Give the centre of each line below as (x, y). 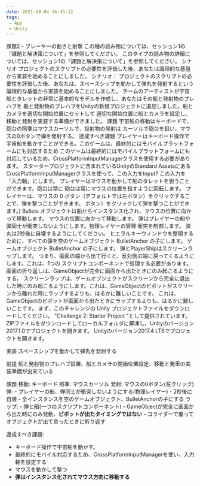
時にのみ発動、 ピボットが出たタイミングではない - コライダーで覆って (108, 414)
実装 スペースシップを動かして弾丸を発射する (61, 351)
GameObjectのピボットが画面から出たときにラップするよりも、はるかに (95, 301)
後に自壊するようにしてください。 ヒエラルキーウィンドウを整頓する (109, 234)
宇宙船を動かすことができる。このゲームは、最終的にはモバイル (84, 144)
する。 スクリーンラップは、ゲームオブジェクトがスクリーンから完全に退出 (98, 279)
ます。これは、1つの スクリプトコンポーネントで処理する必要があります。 (101, 264)
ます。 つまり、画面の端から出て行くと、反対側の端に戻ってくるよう (106, 256)
